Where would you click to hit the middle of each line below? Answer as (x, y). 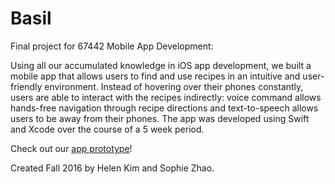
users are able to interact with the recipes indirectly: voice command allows (166, 97)
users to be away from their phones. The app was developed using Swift (160, 118)
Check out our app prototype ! (71, 148)
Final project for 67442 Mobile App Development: (112, 46)
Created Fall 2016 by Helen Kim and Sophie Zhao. (112, 168)
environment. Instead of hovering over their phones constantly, (174, 86)
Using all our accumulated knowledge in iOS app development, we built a (161, 65)
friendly (26, 86)
